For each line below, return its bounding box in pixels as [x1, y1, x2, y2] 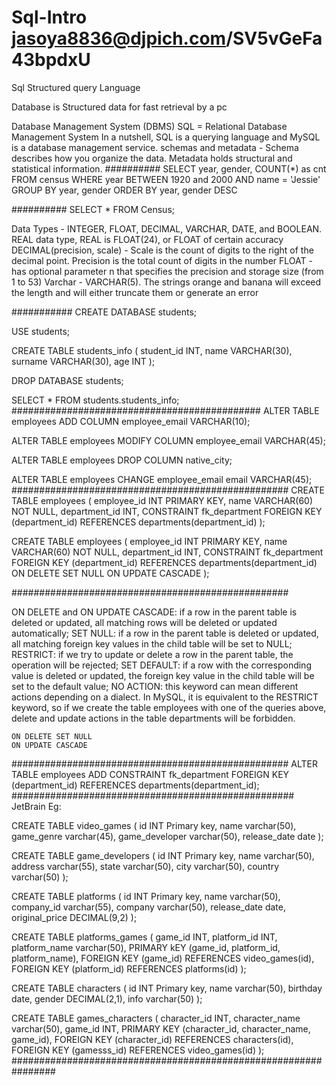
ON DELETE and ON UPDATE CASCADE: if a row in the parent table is [11, 606, 298, 618]
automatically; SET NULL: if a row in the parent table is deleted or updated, [11, 627, 319, 639]
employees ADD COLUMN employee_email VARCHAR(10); [11, 415, 251, 427]
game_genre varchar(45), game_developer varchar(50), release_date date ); [11, 830, 324, 842]
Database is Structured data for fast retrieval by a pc [11, 101, 228, 113]
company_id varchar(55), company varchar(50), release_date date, [11, 901, 286, 913]
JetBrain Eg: [11, 800, 62, 812]
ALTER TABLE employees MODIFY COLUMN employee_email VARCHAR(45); [11, 434, 326, 446]
